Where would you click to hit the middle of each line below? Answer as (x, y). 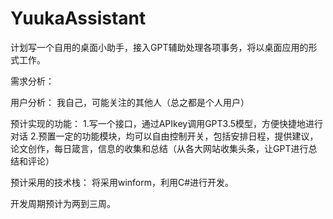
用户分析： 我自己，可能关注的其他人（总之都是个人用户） (130, 102)
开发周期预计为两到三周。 (63, 203)
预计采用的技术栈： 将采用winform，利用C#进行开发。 (122, 182)
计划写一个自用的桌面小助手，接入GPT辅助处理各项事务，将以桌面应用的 (159, 47)
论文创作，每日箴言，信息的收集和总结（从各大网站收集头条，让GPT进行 (159, 148)
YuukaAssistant (78, 18)
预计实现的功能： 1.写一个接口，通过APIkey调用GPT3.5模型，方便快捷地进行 (167, 123)
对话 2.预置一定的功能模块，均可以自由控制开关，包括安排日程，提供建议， (164, 136)
